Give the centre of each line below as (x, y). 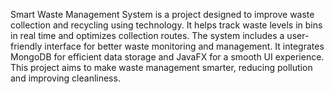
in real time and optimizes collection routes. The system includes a (147, 35)
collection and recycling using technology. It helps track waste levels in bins (166, 25)
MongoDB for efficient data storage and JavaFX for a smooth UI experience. (167, 57)
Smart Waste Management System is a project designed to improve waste (162, 14)
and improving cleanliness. (65, 78)
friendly (26, 46)
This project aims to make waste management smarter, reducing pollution (161, 67)
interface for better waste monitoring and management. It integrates (184, 46)
